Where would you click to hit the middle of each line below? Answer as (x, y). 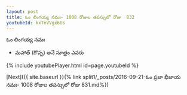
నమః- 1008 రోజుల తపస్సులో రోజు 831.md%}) (58, 85)
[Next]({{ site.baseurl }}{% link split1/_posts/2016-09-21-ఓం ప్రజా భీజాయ (93, 77)
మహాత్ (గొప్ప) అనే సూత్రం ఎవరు (49, 53)
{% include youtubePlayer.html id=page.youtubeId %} (73, 65)
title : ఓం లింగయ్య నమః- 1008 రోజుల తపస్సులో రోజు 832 (70, 17)
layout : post (22, 12)
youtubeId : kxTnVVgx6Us (36, 23)
